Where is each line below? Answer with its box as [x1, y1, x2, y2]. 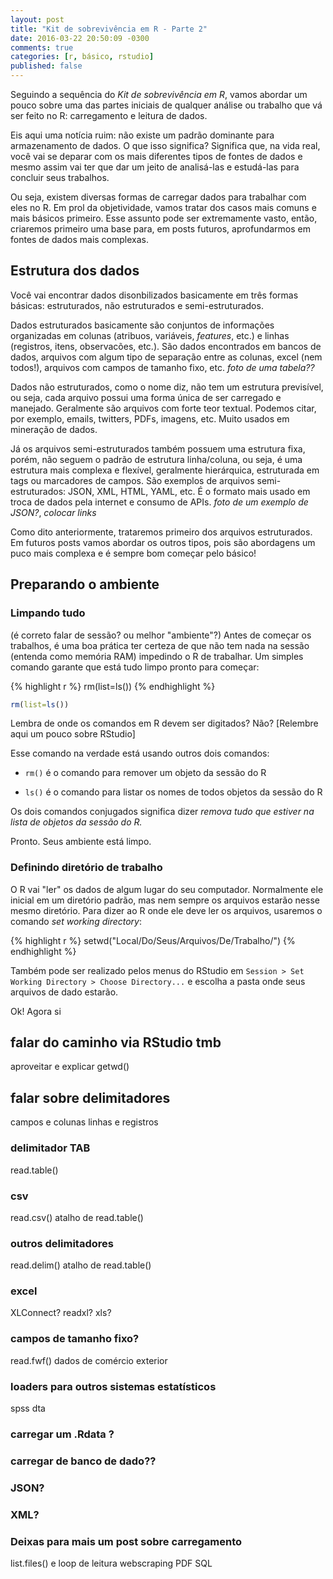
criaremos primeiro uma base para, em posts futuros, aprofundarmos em [10, 223, 312, 235]
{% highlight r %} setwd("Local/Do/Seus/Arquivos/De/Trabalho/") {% [10, 934, 296, 946]
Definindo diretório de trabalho [10, 861, 163, 875]
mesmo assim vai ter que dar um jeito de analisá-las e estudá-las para [10, 161, 300, 173]
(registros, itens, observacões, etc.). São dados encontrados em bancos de [10, 340, 322, 352]
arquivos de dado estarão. [10, 986, 119, 998]
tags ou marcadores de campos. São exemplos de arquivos [10, 474, 255, 486]
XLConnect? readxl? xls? [10, 1307, 112, 1319]
